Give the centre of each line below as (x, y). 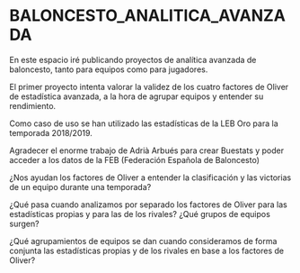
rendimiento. (33, 105)
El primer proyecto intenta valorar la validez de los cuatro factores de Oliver (149, 86)
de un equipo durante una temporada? (80, 187)
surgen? (24, 223)
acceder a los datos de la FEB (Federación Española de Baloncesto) (135, 159)
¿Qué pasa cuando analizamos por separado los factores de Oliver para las (148, 205)
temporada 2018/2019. (51, 132)
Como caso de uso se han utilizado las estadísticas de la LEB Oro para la (144, 123)
